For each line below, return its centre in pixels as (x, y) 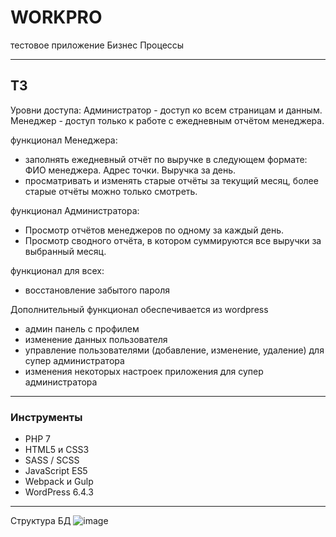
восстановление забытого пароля (97, 290)
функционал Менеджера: (64, 140)
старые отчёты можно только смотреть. (111, 191)
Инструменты (46, 417)
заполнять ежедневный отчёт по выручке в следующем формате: (166, 159)
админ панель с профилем (82, 328)
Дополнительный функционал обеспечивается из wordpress (139, 309)
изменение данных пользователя (96, 339)
